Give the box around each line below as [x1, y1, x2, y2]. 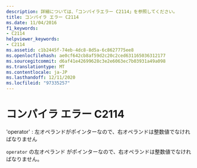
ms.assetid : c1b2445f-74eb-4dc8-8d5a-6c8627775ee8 [6, 47, 134, 53]
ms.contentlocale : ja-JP [6, 69, 68, 75]
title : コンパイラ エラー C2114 [6, 14, 79, 20]
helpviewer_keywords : [6, 36, 60, 42]
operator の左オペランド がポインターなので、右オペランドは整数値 [6, 148, 171, 155]
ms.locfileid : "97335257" [6, 80, 70, 86]
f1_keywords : [6, 25, 39, 31]
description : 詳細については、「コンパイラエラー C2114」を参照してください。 [6, 8, 178, 15]
